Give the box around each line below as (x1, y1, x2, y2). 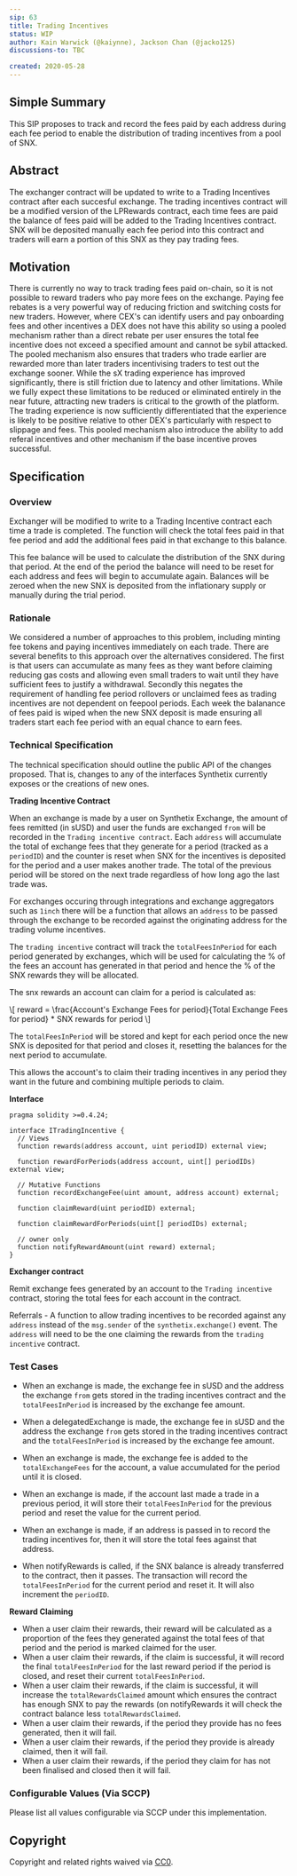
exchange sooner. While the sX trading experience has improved (9, 368, 246, 378)
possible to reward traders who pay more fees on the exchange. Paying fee (9, 292, 284, 303)
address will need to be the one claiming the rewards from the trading (9, 1328, 264, 1339)
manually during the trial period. (9, 590, 126, 600)
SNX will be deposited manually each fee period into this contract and (9, 224, 264, 235)
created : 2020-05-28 (9, 62, 86, 71)
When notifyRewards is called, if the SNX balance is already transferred (21, 1561, 285, 1571)
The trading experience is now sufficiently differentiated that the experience (9, 406, 287, 416)
